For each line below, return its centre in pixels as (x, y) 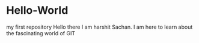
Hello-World (37, 10)
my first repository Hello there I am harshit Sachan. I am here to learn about (99, 27)
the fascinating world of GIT (41, 33)
